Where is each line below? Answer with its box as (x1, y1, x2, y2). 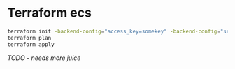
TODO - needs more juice (7, 54, 81, 62)
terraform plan (7, 34, 52, 41)
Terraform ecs (7, 5, 92, 21)
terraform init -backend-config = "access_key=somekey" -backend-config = (7, 28, 220, 35)
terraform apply (7, 40, 55, 48)
